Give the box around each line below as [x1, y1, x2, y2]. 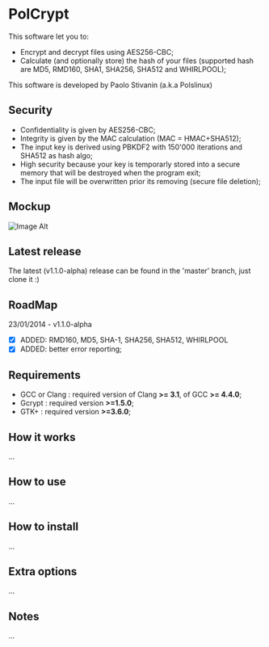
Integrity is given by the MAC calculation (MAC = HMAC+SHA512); [19, 133, 242, 143]
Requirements [8, 368, 81, 382]
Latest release [8, 244, 82, 258]
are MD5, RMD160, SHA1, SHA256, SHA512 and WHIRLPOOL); [19, 64, 226, 74]
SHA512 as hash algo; [19, 150, 93, 160]
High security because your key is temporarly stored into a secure [19, 159, 241, 169]
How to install [8, 520, 79, 534]
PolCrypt [8, 5, 69, 23]
